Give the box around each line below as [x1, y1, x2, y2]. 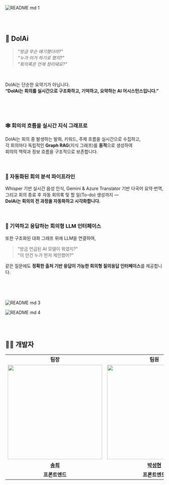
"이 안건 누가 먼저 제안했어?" [17, 252, 74, 258]
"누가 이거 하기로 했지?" [17, 54, 64, 60]
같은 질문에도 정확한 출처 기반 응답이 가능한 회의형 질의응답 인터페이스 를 [5, 262, 145, 269]
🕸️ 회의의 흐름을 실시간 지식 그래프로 [5, 122, 88, 129]
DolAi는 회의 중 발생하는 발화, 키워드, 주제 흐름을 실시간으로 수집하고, [5, 136, 141, 142]
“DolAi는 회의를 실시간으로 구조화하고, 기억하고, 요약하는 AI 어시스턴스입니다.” [5, 88, 159, 94]
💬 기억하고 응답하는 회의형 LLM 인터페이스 [5, 223, 102, 230]
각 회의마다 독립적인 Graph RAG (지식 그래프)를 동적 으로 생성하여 [5, 143, 133, 149]
